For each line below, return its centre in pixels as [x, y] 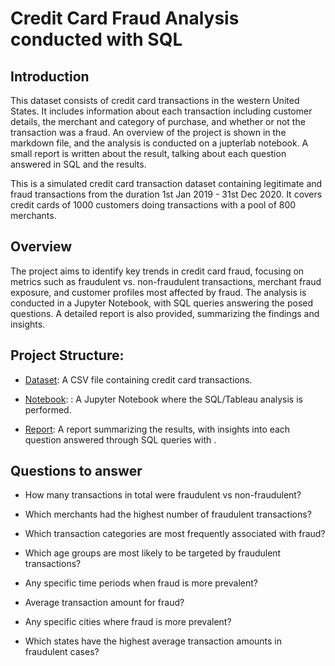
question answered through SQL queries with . [120, 439]
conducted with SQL [96, 39]
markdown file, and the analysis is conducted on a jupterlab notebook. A [159, 143]
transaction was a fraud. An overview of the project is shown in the [148, 132]
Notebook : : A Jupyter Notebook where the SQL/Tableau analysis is [163, 399]
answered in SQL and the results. [78, 164]
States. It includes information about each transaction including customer [161, 111]
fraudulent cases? [62, 652]
